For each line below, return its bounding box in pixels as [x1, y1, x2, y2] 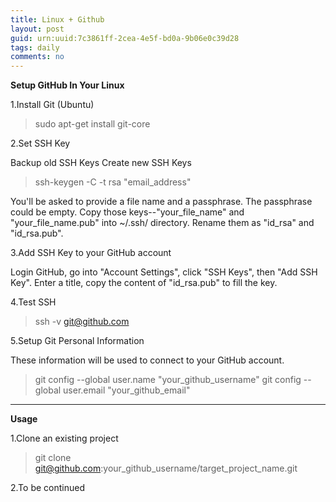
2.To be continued [10, 482, 85, 494]
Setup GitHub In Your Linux [10, 79, 125, 91]
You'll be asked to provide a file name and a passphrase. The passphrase [10, 196, 313, 208]
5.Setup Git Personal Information [10, 335, 145, 347]
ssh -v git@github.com [34, 316, 130, 328]
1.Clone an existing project [10, 432, 119, 445]
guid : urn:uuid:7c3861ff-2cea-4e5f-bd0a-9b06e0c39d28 [10, 33, 240, 43]
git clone [34, 452, 72, 464]
